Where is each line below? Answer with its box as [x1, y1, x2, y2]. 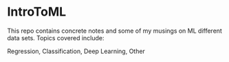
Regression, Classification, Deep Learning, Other [7, 47, 146, 55]
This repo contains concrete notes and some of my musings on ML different [7, 27, 222, 35]
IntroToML [7, 4, 67, 20]
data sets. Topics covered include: [7, 33, 105, 42]
